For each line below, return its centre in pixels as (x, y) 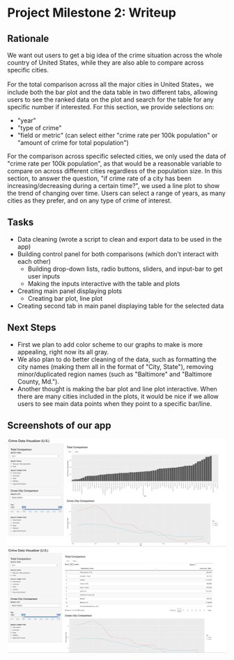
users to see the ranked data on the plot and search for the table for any (111, 100)
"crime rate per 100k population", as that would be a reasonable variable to (115, 164)
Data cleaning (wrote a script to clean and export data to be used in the (119, 239)
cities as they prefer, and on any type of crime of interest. (89, 201)
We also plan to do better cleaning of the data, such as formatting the (117, 359)
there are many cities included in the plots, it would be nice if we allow (118, 396)
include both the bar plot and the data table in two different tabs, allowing (112, 92)
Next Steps (32, 328)
